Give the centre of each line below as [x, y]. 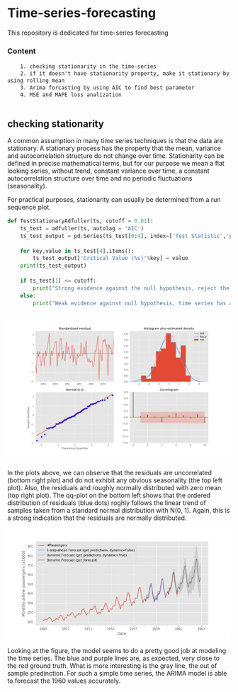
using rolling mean [36, 81]
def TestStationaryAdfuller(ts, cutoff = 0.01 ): [80, 221]
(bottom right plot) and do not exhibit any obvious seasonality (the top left [115, 480]
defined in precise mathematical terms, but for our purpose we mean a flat [116, 164]
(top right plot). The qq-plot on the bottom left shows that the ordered [109, 495]
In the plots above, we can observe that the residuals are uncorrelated [110, 473]
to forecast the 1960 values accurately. [64, 681]
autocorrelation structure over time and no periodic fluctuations [100, 178]
